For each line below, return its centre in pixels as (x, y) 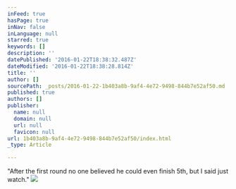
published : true (31, 92)
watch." (18, 180)
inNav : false (26, 27)
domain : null (33, 118)
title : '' (22, 73)
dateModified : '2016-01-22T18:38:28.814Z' (70, 66)
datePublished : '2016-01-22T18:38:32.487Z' (72, 60)
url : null (28, 125)
